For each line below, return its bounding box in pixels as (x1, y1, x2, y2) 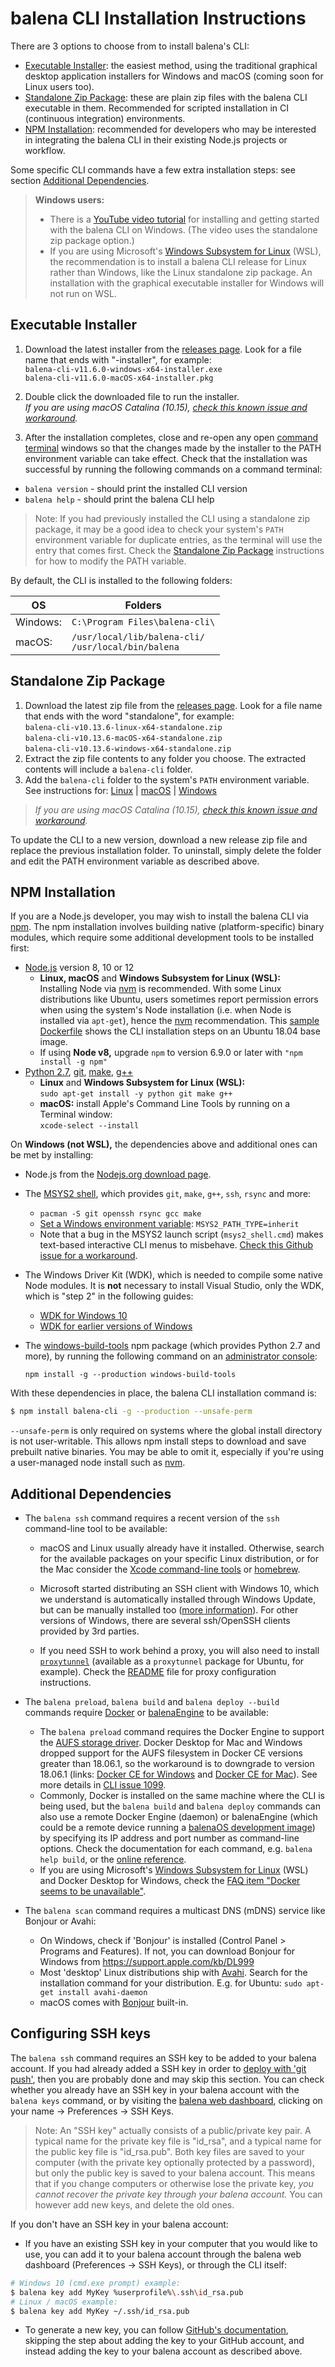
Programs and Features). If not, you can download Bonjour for (39, 1945, 296, 1957)
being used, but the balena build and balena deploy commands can (39, 1800, 321, 1812)
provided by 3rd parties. (39, 1625, 140, 1637)
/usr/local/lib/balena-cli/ (71, 631, 205, 642)
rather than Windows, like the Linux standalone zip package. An (49, 266, 313, 278)
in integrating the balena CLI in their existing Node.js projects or (24, 133, 288, 146)
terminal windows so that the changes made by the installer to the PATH (24, 442, 322, 454)
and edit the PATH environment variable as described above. (10, 855, 260, 867)
